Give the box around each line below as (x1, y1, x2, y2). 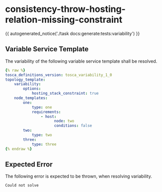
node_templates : (14, 96, 48, 100)
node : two (54, 118, 75, 124)
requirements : (31, 109, 61, 114)
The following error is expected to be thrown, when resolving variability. (5, 173, 153, 180)
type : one (31, 104, 52, 110)
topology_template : (5, 77, 46, 82)
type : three (31, 142, 57, 147)
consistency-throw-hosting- (5, 3, 126, 15)
